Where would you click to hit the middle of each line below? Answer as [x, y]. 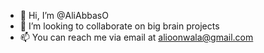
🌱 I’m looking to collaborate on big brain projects [119, 26]
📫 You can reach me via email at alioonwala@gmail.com [136, 37]
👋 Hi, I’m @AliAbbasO [64, 15]
